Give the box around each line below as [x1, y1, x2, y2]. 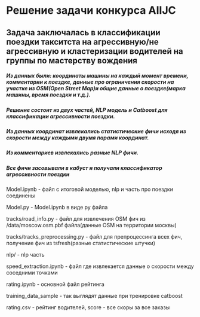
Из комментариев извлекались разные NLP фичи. [6, 149, 139, 156]
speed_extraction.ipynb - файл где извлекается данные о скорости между [6, 263, 194, 270]
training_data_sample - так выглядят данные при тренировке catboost [6, 292, 183, 300]
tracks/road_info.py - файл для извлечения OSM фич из [6, 215, 146, 222]
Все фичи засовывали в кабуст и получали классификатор [6, 164, 162, 171]
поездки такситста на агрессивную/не [6, 36, 159, 47]
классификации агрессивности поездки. [6, 112, 115, 120]
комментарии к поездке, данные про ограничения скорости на [6, 78, 174, 86]
